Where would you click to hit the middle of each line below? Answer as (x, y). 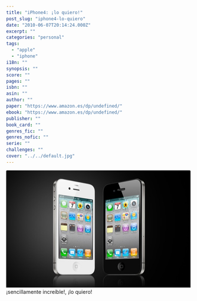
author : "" (19, 100)
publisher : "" (24, 118)
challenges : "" (25, 150)
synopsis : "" (22, 69)
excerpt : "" (21, 31)
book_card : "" (24, 125)
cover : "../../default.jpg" (41, 156)
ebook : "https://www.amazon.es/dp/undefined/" (64, 112)
